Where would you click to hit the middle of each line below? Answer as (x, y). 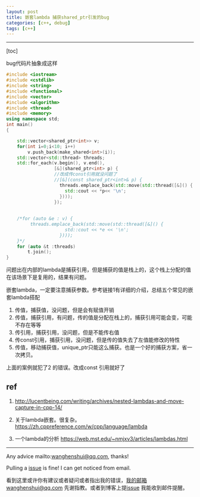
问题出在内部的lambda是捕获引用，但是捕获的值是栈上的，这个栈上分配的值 (99, 270)
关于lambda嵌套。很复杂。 (47, 419)
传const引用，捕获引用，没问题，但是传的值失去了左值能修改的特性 (97, 340)
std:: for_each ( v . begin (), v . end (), (61, 163)
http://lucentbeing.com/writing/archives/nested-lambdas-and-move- (99, 401)
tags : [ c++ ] (21, 28)
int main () (20, 125)
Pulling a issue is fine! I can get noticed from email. (68, 468)
